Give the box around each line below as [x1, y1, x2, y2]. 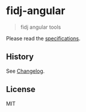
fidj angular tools [20, 23, 61, 30]
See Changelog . [6, 67, 45, 74]
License [6, 84, 36, 94]
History [6, 52, 34, 62]
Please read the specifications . [6, 35, 81, 42]
